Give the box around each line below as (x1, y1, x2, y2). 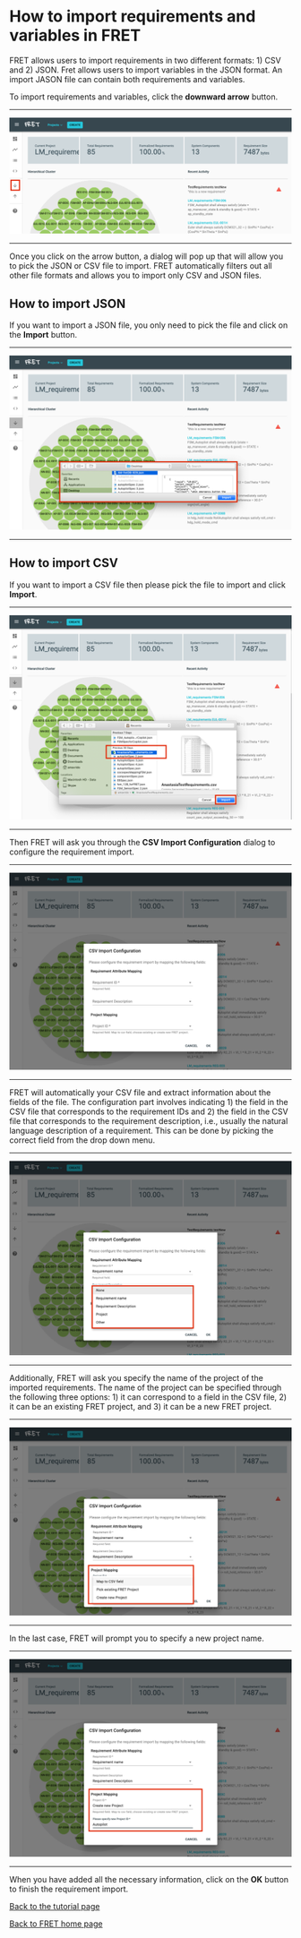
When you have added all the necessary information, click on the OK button (9, 1874, 289, 1884)
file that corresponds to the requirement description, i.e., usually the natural (9, 1116, 288, 1127)
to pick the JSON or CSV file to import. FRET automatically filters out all (9, 261, 272, 271)
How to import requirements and (9, 6, 256, 27)
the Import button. (9, 329, 78, 339)
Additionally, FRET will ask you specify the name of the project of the (9, 1373, 264, 1384)
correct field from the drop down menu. (9, 1135, 155, 1145)
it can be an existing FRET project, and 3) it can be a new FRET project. (9, 1402, 271, 1412)
